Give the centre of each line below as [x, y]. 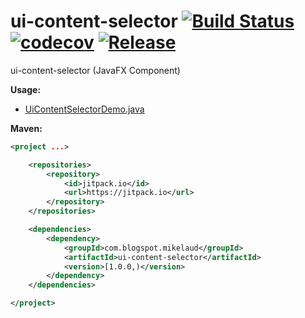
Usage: [26, 89]
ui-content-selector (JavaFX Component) [95, 70]
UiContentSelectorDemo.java [84, 109]
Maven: [26, 128]
